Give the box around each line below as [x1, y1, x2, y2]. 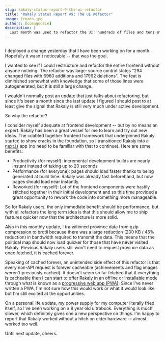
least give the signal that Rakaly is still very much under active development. [5, 104, 160, 109]
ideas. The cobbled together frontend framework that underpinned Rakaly [5, 133, 155, 138]
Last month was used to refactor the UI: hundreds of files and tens [9, 30, 155, 35]
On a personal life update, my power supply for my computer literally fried [5, 300, 155, 306]
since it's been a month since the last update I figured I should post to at [5, 98, 151, 104]
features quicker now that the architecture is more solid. [5, 214, 119, 220]
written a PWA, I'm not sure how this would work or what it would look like [5, 286, 155, 291]
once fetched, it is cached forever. [5, 250, 75, 256]
